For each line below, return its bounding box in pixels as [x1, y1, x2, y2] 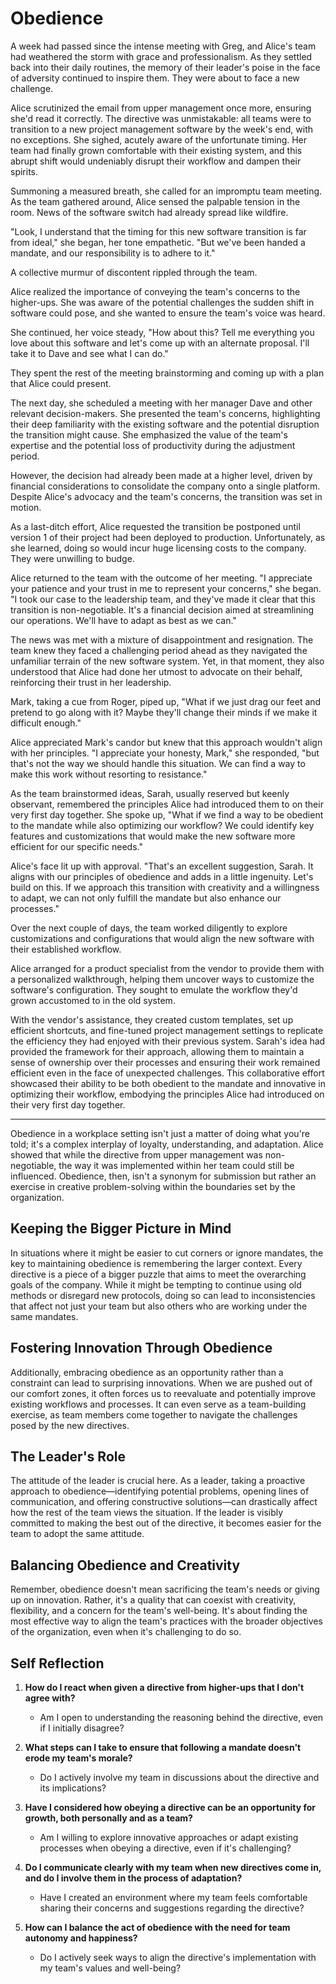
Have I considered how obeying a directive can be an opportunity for [24, 1802, 317, 1813]
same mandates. [10, 1310, 79, 1322]
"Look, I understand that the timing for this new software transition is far [10, 225, 307, 237]
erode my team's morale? [24, 1752, 133, 1764]
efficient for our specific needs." [10, 840, 143, 852]
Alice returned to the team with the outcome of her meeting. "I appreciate [10, 572, 313, 584]
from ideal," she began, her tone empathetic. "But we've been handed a [10, 236, 306, 248]
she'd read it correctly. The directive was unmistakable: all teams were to [10, 112, 312, 124]
